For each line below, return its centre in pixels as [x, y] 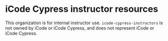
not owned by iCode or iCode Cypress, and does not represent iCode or [80, 28]
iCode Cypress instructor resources [82, 9]
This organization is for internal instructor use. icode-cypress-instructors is [84, 23]
